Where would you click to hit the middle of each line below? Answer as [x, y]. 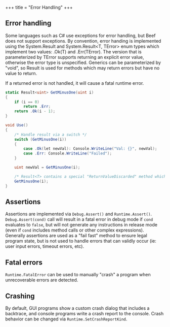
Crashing [20, 296]
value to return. [21, 73]
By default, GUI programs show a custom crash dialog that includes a [77, 308]
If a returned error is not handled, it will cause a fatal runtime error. [75, 83]
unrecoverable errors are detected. [42, 280]
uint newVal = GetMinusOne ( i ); [47, 168]
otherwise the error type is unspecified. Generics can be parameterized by [83, 62]
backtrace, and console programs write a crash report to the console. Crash [84, 314]
